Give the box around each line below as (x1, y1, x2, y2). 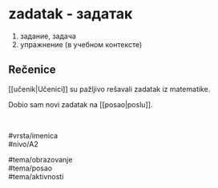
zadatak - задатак (8, 5, 133, 23)
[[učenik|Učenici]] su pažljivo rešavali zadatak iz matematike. (8, 84, 211, 94)
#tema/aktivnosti (8, 171, 64, 181)
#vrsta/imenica (8, 130, 59, 140)
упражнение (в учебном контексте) (19, 39, 143, 49)
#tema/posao (8, 163, 53, 173)
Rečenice (8, 63, 56, 77)
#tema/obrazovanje (8, 154, 73, 164)
